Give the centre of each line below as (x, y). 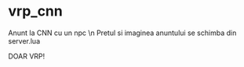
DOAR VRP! (27, 56)
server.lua (24, 41)
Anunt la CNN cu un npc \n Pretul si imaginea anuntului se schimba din (122, 33)
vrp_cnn (35, 11)
